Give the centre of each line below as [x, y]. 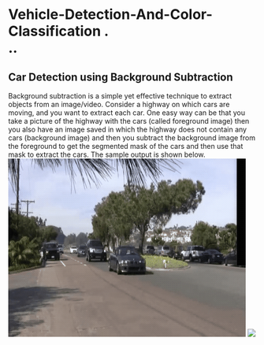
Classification [54, 31]
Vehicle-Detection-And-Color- [110, 15]
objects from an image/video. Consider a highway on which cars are [119, 104]
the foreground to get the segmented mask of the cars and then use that [126, 146]
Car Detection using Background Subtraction [121, 77]
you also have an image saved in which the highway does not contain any [127, 129]
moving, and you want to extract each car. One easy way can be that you [127, 113]
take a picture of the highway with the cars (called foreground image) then [129, 121]
